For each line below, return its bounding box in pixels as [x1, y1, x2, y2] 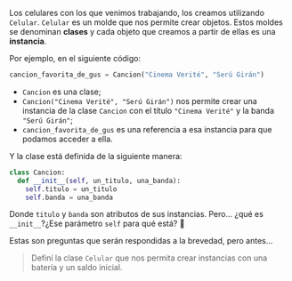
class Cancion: [9, 168, 66, 177]
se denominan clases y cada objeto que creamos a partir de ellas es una [9, 27, 276, 36]
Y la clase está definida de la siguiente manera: [9, 150, 182, 161]
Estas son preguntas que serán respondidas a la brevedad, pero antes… [9, 236, 273, 246]
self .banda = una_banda [25, 193, 114, 202]
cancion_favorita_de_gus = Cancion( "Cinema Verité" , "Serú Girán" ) [9, 70, 265, 79]
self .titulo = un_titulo [25, 184, 118, 194]
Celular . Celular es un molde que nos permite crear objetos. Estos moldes [9, 17, 283, 28]
